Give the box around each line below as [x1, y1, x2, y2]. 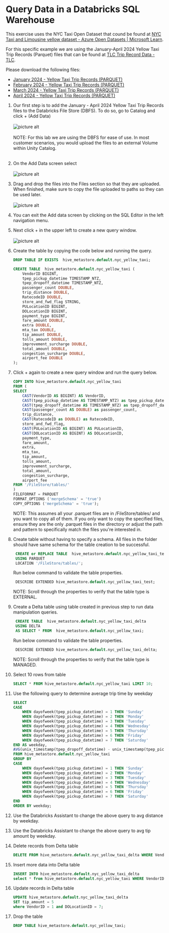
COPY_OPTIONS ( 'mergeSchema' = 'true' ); [13, 501, 99, 506]
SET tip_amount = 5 [13, 900, 54, 905]
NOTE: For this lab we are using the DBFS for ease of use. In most [13, 134, 150, 140]
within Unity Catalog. [13, 145, 57, 151]
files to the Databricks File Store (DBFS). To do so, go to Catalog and [13, 107, 155, 114]
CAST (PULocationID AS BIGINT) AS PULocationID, [22, 426, 124, 431]
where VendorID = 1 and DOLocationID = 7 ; [13, 904, 104, 909]
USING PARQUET [15, 556, 45, 561]
